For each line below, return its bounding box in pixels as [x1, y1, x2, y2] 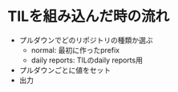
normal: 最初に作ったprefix [30, 45, 120, 54]
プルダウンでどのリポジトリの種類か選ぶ [18, 35, 153, 45]
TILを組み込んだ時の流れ [7, 7, 170, 26]
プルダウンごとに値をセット [18, 65, 111, 74]
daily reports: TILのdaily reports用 [30, 55, 144, 65]
